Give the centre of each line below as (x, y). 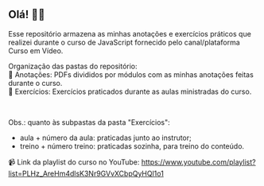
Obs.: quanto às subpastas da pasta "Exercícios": (89, 122)
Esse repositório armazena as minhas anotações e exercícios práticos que (130, 33)
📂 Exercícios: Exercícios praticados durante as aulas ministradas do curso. (130, 91)
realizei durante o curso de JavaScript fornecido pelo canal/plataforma (124, 42)
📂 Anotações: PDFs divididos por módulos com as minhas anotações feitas (131, 74)
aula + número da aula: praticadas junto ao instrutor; (106, 138)
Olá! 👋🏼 (27, 15)
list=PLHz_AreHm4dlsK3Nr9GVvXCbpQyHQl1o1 (86, 173)
